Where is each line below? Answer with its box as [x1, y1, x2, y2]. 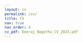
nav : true [4, 20, 25, 26]
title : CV [4, 16, 25, 21]
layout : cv [4, 7, 27, 12]
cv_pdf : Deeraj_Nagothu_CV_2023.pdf [4, 29, 78, 34]
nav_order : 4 [4, 25, 31, 30]
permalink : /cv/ [4, 12, 37, 16]
